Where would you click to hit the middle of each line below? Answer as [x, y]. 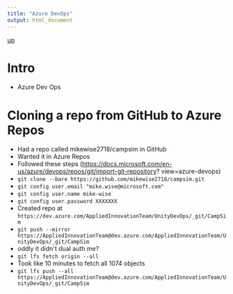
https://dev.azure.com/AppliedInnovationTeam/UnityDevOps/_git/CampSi [122, 216]
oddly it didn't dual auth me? [58, 249]
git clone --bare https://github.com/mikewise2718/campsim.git [111, 179]
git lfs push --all [46, 272]
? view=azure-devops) [188, 172]
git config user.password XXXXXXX [67, 202]
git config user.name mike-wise [64, 194]
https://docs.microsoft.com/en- [127, 164]
